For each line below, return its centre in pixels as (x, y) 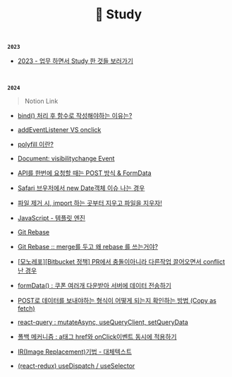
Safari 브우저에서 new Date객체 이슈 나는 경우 (81, 188)
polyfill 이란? (36, 144)
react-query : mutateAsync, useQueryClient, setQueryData (103, 322)
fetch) (26, 308)
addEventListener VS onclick (59, 129)
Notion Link (41, 101)
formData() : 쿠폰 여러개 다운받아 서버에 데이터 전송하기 (94, 285)
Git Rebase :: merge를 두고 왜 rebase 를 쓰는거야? (88, 246)
